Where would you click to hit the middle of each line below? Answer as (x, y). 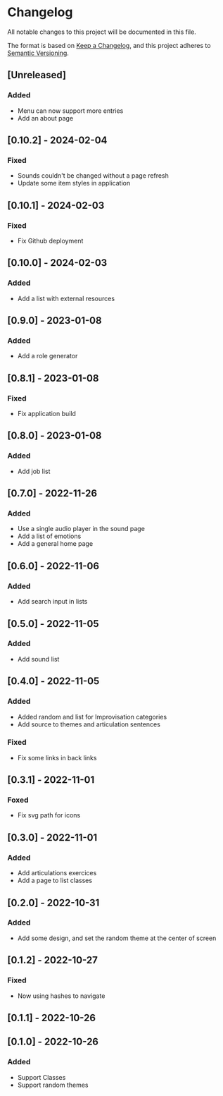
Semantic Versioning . (38, 53)
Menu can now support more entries (70, 111)
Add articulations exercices (57, 873)
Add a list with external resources (66, 298)
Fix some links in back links (57, 757)
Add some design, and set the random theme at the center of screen (117, 938)
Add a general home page (55, 544)
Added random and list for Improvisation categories (92, 717)
